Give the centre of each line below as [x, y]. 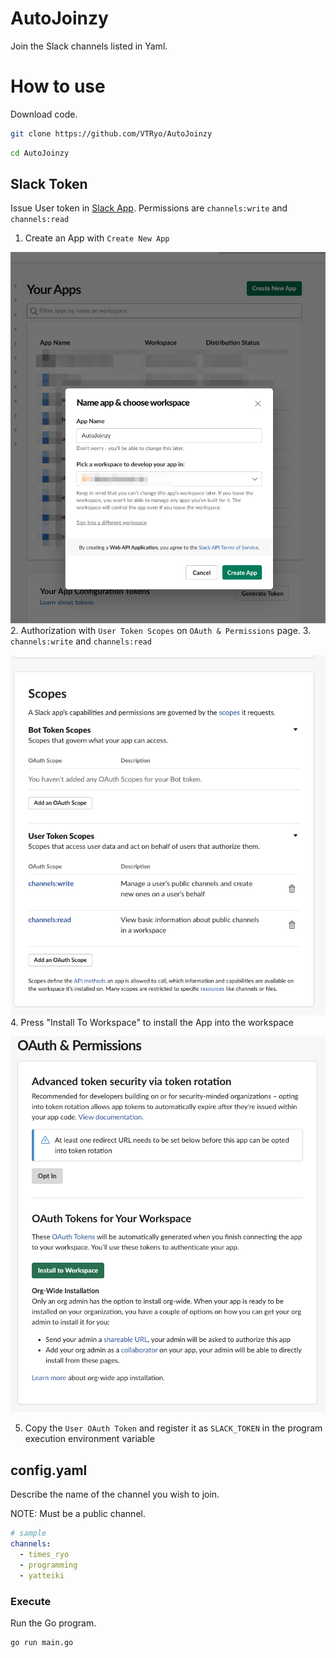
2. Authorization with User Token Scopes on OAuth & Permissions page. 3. [161, 630]
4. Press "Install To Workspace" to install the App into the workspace [152, 1022]
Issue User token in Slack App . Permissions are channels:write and [149, 208]
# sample [28, 1533]
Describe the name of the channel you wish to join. [115, 1494]
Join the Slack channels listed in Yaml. [89, 46]
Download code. [44, 114]
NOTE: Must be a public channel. [78, 1514]
